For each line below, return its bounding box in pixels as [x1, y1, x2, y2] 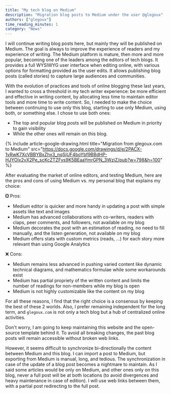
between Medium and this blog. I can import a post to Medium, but [5, 351, 145, 357]
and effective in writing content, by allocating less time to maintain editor [5, 94, 158, 100]
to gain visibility [12, 126, 46, 132]
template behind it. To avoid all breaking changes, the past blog [21, 330, 155, 336]
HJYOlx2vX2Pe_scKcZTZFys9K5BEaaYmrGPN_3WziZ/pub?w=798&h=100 [5, 157, 161, 163]
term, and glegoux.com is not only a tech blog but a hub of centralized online [5, 309, 165, 315]
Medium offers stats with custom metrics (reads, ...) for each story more [12, 236, 165, 242]
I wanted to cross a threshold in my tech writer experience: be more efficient [5, 88, 166, 94]
